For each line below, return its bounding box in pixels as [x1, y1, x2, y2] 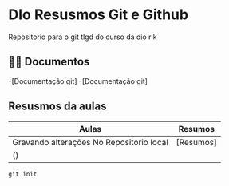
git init [8, 170, 38, 178]
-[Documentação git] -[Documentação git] [8, 76, 148, 85]
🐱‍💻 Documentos [8, 55, 90, 69]
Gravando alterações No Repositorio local [12, 137, 169, 148]
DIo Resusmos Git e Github [8, 6, 189, 24]
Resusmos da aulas [8, 100, 107, 113]
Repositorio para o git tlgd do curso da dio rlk [8, 32, 157, 42]
